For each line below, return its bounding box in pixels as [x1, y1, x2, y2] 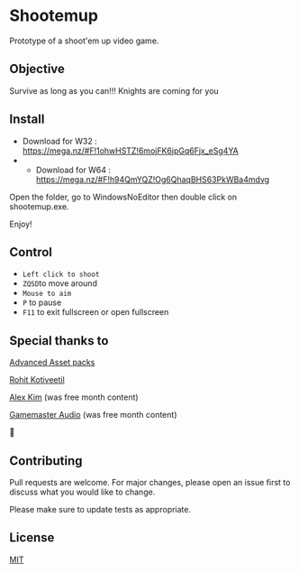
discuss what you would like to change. [9, 486, 156, 497]
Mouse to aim [22, 290, 72, 299]
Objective [9, 61, 66, 77]
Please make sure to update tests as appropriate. [9, 504, 192, 514]
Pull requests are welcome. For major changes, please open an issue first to [9, 477, 291, 487]
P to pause [22, 297, 62, 308]
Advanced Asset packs [9, 357, 95, 368]
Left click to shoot [22, 270, 100, 280]
